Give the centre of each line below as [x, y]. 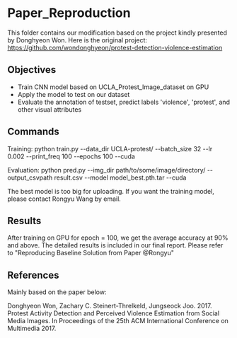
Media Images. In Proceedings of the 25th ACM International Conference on [118, 321]
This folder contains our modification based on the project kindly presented [117, 33]
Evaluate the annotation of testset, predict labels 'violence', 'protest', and [123, 102]
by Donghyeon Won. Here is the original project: [77, 40]
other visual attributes [50, 109]
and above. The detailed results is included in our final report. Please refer [115, 245]
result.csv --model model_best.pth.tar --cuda [120, 177]
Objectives [32, 70]
